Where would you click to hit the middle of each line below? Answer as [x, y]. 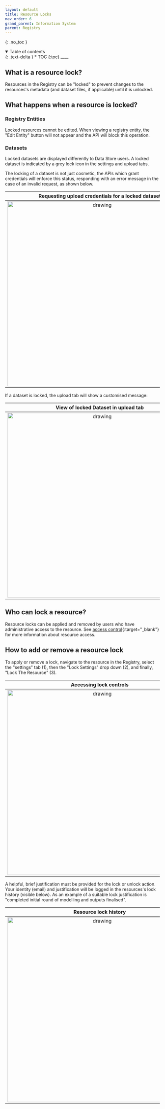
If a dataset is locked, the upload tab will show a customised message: [77, 395]
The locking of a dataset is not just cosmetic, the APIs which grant [72, 173]
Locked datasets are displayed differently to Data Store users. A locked [77, 158]
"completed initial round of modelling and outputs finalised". [66, 900]
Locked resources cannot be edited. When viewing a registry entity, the [77, 130]
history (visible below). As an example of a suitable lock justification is [76, 894]
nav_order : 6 [18, 19]
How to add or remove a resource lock [64, 650]
